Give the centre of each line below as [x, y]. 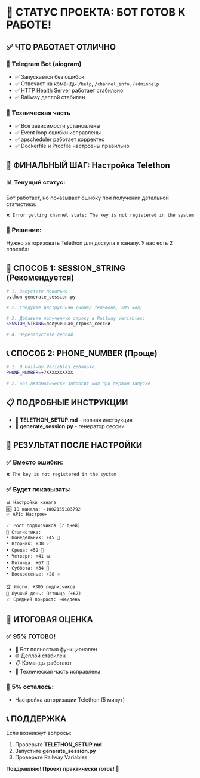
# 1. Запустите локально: [38, 291]
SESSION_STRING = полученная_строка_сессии [59, 324]
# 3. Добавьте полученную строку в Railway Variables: [76, 318]
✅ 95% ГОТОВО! [31, 636]
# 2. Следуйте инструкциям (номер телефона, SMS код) [75, 307]
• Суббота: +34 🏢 [28, 568]
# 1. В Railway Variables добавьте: [52, 367]
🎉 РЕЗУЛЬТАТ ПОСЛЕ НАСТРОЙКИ [74, 445]
